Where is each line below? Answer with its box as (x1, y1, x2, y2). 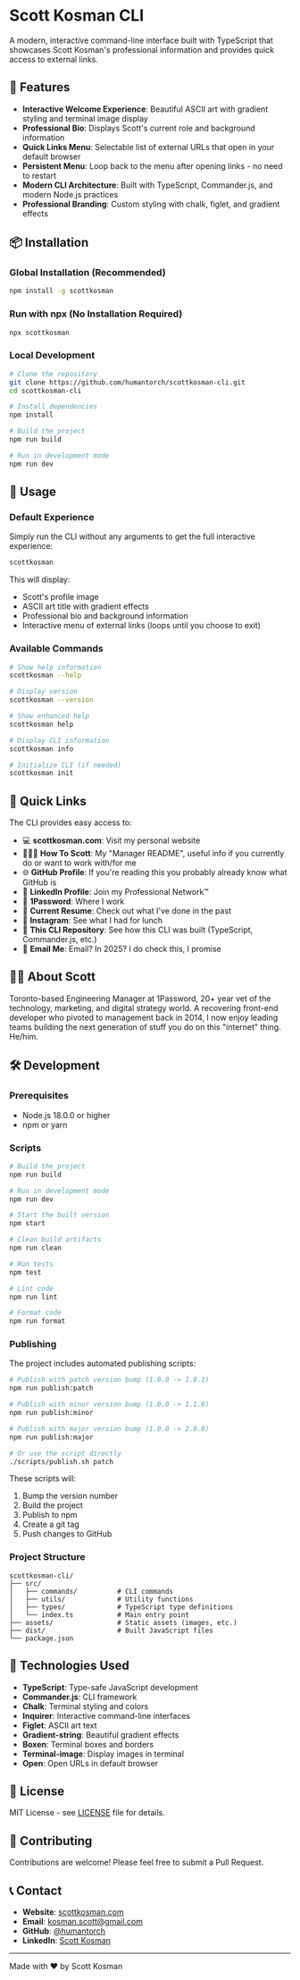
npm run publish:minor (9, 1409, 94, 1418)
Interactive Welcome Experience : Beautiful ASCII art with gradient (21, 104, 269, 114)
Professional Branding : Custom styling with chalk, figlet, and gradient (21, 198, 280, 209)
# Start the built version (9, 1210, 110, 1220)
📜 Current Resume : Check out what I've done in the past (21, 906, 232, 916)
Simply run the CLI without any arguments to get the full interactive (9, 531, 256, 542)
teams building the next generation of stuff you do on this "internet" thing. (9, 1021, 281, 1032)
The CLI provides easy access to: (9, 817, 132, 828)
